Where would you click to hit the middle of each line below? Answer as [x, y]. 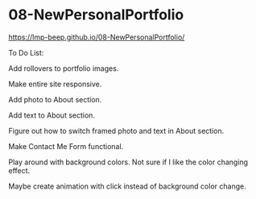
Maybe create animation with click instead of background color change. [128, 186]
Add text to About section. [52, 115]
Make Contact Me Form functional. [66, 146]
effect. [19, 170]
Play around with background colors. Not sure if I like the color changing [128, 162]
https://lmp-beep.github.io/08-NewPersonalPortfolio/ [97, 37]
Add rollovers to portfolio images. [64, 68]
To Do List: [26, 52]
